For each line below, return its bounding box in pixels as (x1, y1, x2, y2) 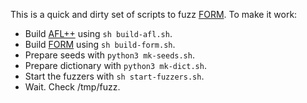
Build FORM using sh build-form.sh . (24, 39, 176, 50)
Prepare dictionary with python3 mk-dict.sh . (24, 60, 207, 71)
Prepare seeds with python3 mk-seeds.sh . (24, 49, 195, 61)
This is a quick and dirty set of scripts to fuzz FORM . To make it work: (10, 9, 298, 20)
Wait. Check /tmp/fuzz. (24, 81, 121, 93)
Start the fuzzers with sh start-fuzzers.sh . (24, 70, 205, 82)
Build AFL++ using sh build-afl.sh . (24, 28, 173, 39)
